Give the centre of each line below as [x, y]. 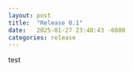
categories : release [42, 37]
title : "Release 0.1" [46, 23]
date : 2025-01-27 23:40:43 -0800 [67, 30]
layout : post [30, 15]
